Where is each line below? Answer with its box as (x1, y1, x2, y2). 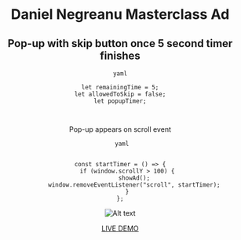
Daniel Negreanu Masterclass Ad (10, 5, 230, 24)
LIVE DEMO (101, 224, 139, 233)
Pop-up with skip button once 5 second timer (7, 37, 233, 50)
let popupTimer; (93, 97, 147, 105)
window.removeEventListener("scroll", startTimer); (48, 181, 221, 189)
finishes (99, 49, 141, 62)
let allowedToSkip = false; (74, 90, 166, 98)
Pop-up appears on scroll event (69, 125, 171, 134)
